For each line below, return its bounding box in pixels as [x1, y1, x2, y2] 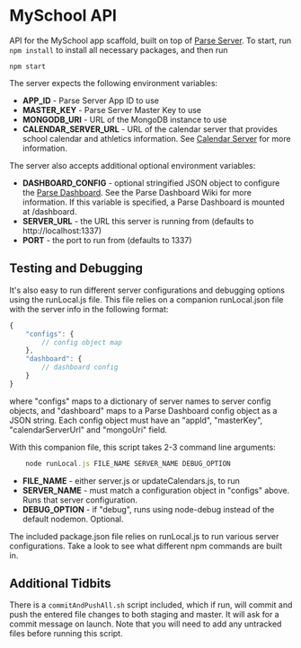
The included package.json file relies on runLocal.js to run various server [9, 530, 279, 541]
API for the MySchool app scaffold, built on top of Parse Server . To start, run [9, 35, 292, 46]
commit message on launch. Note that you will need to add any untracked [9, 618, 282, 629]
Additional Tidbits [9, 576, 111, 591]
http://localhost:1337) [22, 225, 102, 236]
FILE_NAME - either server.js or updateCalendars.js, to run [22, 475, 241, 486]
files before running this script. [9, 628, 123, 639]
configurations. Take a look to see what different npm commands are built [9, 540, 283, 551]
